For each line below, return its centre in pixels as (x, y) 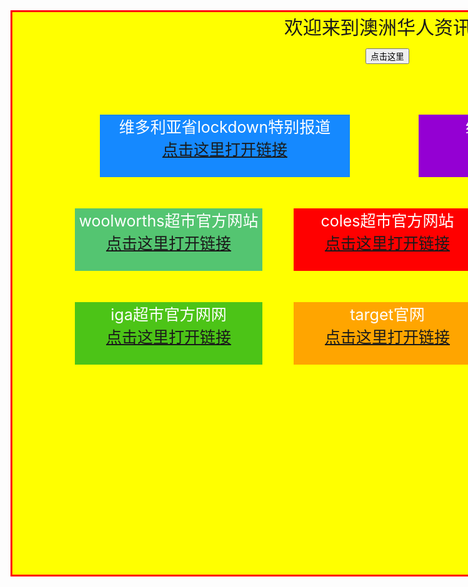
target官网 (387, 314)
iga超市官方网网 (168, 314)
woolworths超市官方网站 (168, 221)
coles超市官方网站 (387, 221)
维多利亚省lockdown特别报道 (225, 127)
